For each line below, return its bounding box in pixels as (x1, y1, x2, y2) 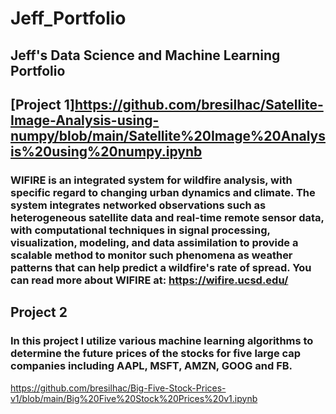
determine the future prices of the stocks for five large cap (10, 347, 302, 361)
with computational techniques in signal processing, (10, 223, 271, 237)
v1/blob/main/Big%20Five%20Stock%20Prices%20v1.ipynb (10, 392, 258, 404)
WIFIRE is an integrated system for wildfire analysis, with (10, 173, 293, 187)
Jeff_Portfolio (10, 7, 127, 30)
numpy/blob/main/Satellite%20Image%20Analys (10, 127, 326, 144)
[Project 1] (10, 96, 76, 113)
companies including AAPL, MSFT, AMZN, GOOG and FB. (10, 359, 293, 373)
